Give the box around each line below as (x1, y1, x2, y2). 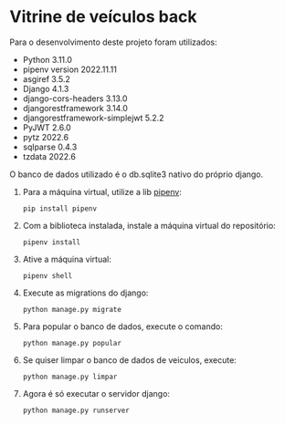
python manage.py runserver (22, 406, 130, 415)
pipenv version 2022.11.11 (22, 64, 117, 75)
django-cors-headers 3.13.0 (22, 93, 128, 104)
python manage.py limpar (22, 372, 118, 381)
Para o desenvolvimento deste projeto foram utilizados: (9, 36, 217, 47)
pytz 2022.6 (22, 131, 69, 142)
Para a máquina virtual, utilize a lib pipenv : (22, 186, 183, 197)
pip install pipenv (22, 203, 98, 213)
